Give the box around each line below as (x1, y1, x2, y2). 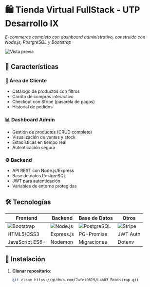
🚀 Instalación (5, 255, 45, 263)
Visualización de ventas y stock (12, 134, 75, 140)
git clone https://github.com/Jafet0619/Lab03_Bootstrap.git (12, 277, 139, 282)
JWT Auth (117, 231, 141, 237)
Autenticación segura (12, 144, 56, 150)
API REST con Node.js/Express (12, 168, 75, 173)
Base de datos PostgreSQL (12, 173, 67, 179)
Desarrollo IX (5, 18, 59, 29)
